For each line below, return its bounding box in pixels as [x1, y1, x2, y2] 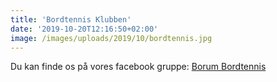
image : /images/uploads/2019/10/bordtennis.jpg [10, 33, 213, 43]
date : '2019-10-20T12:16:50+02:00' [10, 24, 159, 34]
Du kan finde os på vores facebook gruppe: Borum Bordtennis [10, 61, 267, 73]
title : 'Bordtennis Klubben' [10, 14, 132, 25]
